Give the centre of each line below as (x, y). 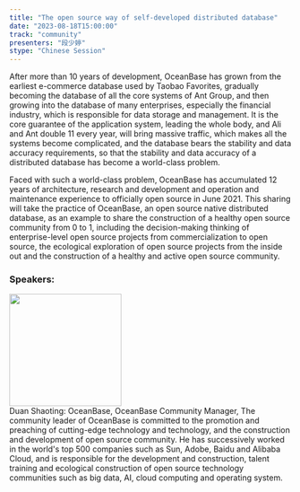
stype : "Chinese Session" (57, 51)
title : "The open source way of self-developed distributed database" (144, 18)
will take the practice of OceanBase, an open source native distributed (139, 208)
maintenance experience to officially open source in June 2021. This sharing (150, 199)
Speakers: (32, 279)
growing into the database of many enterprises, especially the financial (140, 105)
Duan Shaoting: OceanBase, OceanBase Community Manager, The (133, 411)
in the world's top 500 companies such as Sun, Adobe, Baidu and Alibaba (145, 449)
